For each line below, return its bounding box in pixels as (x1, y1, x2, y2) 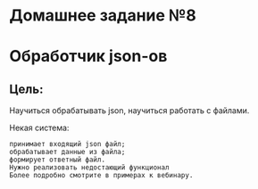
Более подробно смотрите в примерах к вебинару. (9, 171, 194, 180)
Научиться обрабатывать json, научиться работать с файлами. (9, 105, 250, 116)
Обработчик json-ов (9, 46, 168, 67)
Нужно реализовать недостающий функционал (9, 163, 170, 172)
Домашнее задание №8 (9, 5, 196, 26)
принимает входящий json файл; (9, 140, 126, 149)
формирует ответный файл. (9, 155, 105, 165)
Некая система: (9, 122, 70, 134)
